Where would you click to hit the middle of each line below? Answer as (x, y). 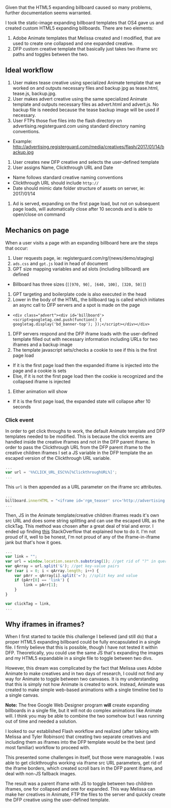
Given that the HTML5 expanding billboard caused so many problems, (79, 7)
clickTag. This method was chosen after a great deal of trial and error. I (79, 526)
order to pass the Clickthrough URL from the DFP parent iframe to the (78, 447)
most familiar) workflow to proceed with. (48, 748)
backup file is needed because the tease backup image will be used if (86, 110)
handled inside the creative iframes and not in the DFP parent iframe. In (80, 442)
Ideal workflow (29, 70)
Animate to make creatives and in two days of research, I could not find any (84, 674)
